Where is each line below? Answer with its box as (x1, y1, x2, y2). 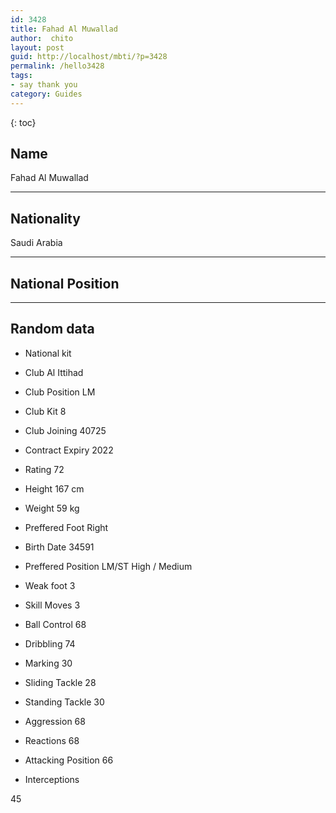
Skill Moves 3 (24, 599, 81, 611)
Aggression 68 (24, 715, 86, 727)
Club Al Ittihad (24, 366, 84, 378)
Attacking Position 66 (24, 754, 114, 766)
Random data (10, 321, 95, 338)
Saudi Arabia (10, 237, 63, 249)
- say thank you (10, 80, 78, 90)
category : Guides (10, 89, 83, 99)
